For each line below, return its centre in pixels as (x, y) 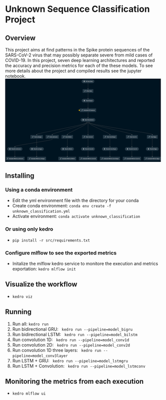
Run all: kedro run (30, 324)
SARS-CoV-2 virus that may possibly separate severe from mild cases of (79, 55)
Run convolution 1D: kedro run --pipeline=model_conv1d (71, 340)
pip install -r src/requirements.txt (51, 240)
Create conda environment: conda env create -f (62, 206)
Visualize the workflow (41, 284)
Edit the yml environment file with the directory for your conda (76, 200)
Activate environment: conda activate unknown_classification (76, 216)
